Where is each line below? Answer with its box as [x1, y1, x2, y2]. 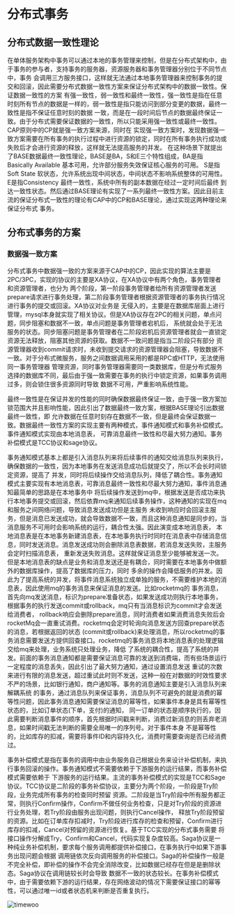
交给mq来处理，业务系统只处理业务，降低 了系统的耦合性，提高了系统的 [7, 644, 214, 653]
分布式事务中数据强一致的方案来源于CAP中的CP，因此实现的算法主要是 [7, 266, 211, 275]
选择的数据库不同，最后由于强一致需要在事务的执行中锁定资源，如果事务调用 [7, 371, 227, 379]
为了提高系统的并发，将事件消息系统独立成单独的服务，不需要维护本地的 [13, 575, 221, 583]
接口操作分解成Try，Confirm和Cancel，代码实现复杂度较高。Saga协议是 [7, 834, 215, 842]
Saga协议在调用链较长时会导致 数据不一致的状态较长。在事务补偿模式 [19, 869, 219, 877]
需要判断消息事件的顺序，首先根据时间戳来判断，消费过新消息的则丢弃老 [13, 714, 221, 723]
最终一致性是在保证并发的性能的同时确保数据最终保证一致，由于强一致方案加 [7, 395, 227, 403]
